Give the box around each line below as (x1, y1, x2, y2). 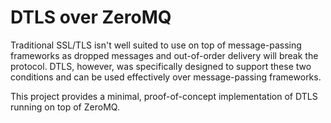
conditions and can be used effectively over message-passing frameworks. (10, 71, 322, 83)
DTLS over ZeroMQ (10, 6, 172, 29)
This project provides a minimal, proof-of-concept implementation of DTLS (10, 90, 318, 102)
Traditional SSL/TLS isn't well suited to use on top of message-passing (10, 39, 302, 51)
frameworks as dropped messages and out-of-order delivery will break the (10, 49, 319, 61)
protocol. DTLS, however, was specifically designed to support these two (10, 60, 312, 72)
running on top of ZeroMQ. (10, 101, 120, 113)
